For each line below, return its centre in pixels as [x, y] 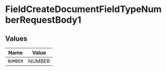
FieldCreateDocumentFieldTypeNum [84, 9]
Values [16, 39]
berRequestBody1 [43, 20]
